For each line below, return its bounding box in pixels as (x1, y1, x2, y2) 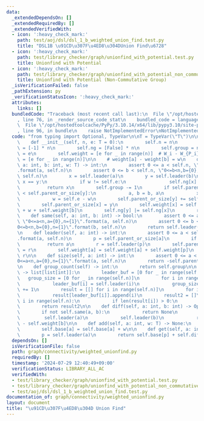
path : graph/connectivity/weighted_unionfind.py (12, 348, 137, 355)
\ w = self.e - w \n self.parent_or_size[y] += (17, 196, 186, 202)
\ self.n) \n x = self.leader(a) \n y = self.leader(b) (17, 173, 194, 180)
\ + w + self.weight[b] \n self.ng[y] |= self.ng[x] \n (17, 207, 175, 213)
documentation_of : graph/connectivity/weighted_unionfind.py (6, 394, 165, 400)
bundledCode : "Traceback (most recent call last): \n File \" (12, 111, 172, 117)
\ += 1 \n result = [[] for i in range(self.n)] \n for (17, 286, 194, 292)
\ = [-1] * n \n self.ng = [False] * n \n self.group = (17, 144, 194, 151)
